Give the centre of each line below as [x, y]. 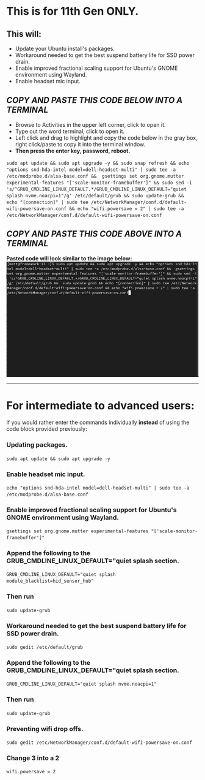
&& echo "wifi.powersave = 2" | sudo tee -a [127, 209]
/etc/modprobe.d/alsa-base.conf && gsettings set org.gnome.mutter [95, 176]
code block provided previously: [47, 429]
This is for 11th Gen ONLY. [73, 11]
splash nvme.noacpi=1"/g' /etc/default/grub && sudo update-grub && [95, 195]
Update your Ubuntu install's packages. [65, 48]
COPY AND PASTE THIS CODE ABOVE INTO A [94, 234]
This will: [24, 34]
